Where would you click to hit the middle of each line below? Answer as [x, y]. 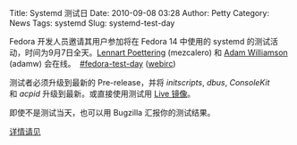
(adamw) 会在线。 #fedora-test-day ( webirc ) [93, 64]
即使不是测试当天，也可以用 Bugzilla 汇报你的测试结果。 [112, 113]
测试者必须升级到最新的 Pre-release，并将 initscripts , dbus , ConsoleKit [140, 82]
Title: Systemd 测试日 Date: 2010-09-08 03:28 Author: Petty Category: [140, 13]
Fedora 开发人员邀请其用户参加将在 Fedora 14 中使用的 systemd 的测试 [140, 41]
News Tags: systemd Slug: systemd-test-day [92, 23]
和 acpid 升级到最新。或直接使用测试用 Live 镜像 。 [102, 93]
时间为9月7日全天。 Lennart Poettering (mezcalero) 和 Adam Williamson [156, 52]
